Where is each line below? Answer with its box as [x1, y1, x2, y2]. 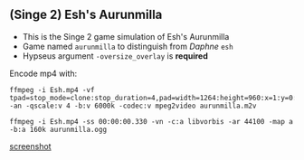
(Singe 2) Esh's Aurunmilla [9, 7, 163, 23]
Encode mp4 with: [9, 68, 78, 79]
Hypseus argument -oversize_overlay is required [22, 50, 208, 61]
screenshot [9, 140, 52, 152]
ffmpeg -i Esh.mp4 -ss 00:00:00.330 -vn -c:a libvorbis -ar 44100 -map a [9, 117, 294, 126]
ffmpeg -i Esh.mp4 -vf [9, 85, 95, 94]
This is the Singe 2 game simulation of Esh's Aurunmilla [22, 31, 230, 42]
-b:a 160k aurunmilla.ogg [9, 125, 107, 134]
